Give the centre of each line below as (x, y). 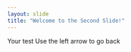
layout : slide (28, 14)
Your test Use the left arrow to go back (64, 41)
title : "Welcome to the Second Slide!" (66, 21)
